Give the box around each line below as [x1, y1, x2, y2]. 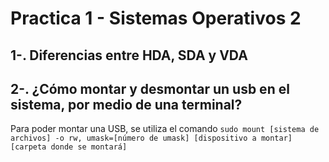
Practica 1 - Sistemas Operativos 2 [10, 7, 302, 30]
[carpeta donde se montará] [10, 142, 128, 152]
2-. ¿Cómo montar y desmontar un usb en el [10, 80, 290, 97]
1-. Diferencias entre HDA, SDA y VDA [10, 47, 248, 64]
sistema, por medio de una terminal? [10, 96, 243, 113]
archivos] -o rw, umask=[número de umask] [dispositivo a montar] [10, 133, 293, 144]
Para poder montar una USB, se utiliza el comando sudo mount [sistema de [10, 123, 320, 135]
